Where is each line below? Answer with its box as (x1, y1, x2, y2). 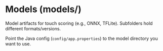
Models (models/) (5, 4, 82, 15)
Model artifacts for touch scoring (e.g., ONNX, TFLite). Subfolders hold (5, 20, 153, 26)
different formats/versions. (5, 25, 61, 31)
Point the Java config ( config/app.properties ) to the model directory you (5, 35, 158, 41)
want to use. (5, 40, 31, 46)
